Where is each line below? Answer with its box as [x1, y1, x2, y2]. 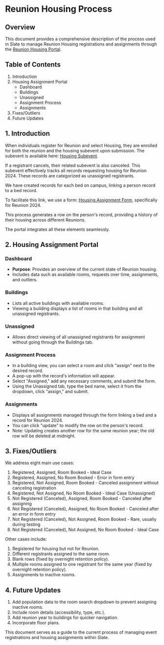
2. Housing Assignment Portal [5, 241, 99, 249]
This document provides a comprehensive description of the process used [5, 36, 156, 42]
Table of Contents [5, 60, 61, 69]
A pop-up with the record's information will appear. [12, 373, 116, 379]
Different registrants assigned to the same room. [12, 551, 110, 557]
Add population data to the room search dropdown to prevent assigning [12, 599, 157, 605]
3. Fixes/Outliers [5, 447, 57, 455]
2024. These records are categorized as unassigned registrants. [5, 173, 135, 178]
